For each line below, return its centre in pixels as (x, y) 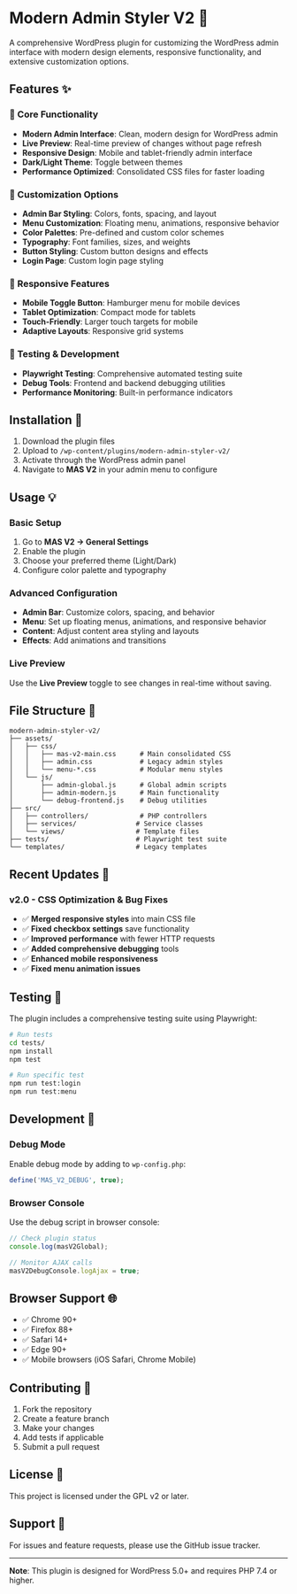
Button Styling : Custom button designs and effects (115, 251)
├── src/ (25, 809)
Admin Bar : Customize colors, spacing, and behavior (118, 612)
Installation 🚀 (46, 420)
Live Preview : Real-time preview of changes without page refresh (142, 143)
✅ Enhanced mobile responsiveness (90, 959)
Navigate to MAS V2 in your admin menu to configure (120, 469)
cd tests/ (27, 1043)
